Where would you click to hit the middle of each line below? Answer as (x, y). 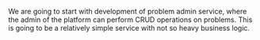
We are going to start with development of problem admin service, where (128, 11)
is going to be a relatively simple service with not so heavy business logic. (129, 28)
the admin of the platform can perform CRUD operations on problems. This (130, 20)
